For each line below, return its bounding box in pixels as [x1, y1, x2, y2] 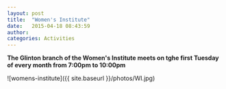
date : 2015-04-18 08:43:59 [7, 22, 90, 29]
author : [7, 29, 29, 36]
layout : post [7, 10, 45, 17]
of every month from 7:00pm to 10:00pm [7, 61, 126, 69]
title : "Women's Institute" [7, 16, 90, 23]
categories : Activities [7, 35, 75, 42]
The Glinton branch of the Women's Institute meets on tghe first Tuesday [7, 54, 219, 62]
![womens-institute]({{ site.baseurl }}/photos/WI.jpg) [7, 74, 155, 82]
